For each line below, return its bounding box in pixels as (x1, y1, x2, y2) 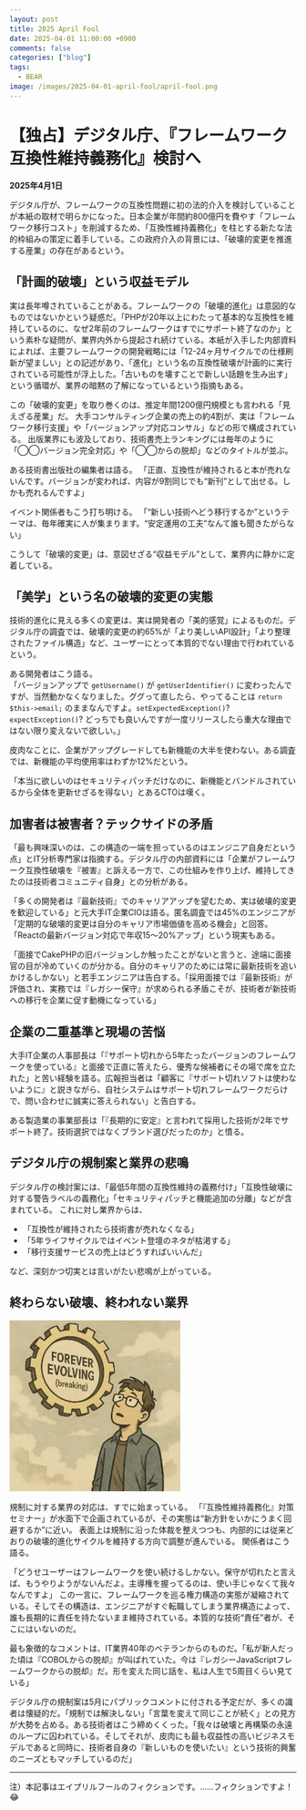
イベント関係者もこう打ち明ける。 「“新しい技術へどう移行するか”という (9, 506, 282, 517)
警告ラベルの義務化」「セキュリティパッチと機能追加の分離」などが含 (33, 1192, 293, 1203)
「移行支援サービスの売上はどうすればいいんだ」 (22, 1246, 207, 1257)
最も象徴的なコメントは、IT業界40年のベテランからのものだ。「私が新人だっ (9, 1642, 294, 1653)
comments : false (9, 44, 71, 53)
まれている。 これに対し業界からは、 (9, 1204, 148, 1215)
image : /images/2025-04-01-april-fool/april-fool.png (9, 82, 219, 91)
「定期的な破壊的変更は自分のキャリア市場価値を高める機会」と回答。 (9, 919, 273, 930)
